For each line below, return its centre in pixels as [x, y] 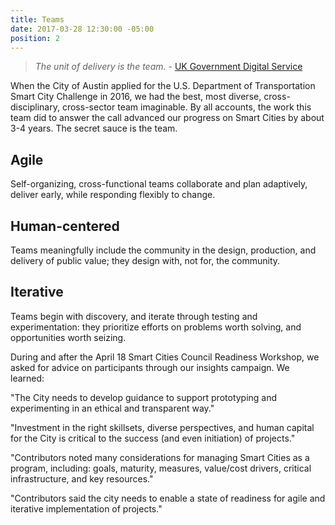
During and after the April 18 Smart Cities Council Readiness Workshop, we [165, 357]
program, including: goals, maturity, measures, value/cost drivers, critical [161, 468]
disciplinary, [35, 107]
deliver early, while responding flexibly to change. [113, 195]
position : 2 [35, 38]
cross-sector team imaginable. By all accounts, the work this [186, 107]
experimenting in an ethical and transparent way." [112, 408]
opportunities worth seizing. [68, 337]
